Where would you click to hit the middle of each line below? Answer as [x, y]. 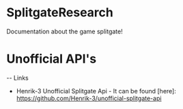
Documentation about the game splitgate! [65, 31]
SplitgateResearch [60, 13]
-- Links [17, 78]
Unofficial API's [52, 59]
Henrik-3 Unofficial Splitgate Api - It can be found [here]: [96, 91]
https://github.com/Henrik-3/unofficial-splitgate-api [89, 98]
